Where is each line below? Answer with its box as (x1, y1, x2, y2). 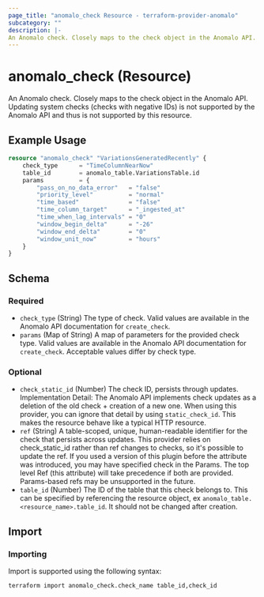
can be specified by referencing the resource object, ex (19, 494, 202, 503)
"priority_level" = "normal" (36, 191, 164, 199)
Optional (8, 366, 42, 377)
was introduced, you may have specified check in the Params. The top (19, 460, 249, 470)
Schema (8, 272, 50, 285)
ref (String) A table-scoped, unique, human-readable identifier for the (19, 426, 248, 436)
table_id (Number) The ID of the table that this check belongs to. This (19, 485, 248, 494)
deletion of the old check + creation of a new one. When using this (19, 401, 237, 411)
